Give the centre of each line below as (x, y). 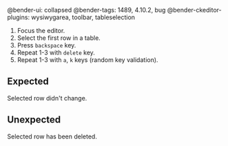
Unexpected (34, 120)
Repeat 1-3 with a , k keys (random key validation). (87, 60)
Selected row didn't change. (47, 98)
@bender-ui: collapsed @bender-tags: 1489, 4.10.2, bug (86, 10)
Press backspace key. (46, 45)
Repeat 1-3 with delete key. (56, 52)
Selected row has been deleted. (52, 136)
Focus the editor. (41, 31)
